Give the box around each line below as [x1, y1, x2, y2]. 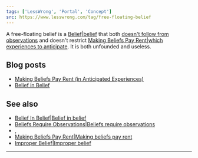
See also [6, 98, 38, 109]
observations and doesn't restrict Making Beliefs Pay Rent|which [6, 37, 163, 44]
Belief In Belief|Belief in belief [14, 114, 87, 121]
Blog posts [6, 60, 46, 70]
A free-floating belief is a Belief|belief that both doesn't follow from [6, 30, 169, 37]
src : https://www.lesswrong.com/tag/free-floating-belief [6, 14, 151, 20]
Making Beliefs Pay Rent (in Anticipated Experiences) [14, 75, 144, 83]
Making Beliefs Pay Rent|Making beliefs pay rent [14, 133, 133, 140]
